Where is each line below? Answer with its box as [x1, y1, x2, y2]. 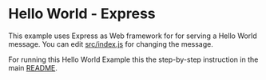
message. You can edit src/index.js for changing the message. [8, 39, 213, 48]
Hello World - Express [8, 5, 156, 23]
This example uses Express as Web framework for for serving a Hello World [8, 31, 257, 40]
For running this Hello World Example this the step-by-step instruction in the [8, 55, 259, 64]
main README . [8, 63, 58, 72]
